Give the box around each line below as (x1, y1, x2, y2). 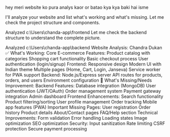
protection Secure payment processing (5, 126, 88, 131)
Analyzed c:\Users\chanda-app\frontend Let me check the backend (5, 29, 147, 35)
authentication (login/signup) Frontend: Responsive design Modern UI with (5, 61, 162, 67)
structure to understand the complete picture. (5, 35, 101, 41)
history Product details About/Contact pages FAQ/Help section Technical (5, 110, 158, 116)
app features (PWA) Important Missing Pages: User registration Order (5, 104, 151, 110)
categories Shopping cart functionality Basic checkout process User (5, 56, 149, 61)
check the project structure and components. (5, 20, 100, 25)
